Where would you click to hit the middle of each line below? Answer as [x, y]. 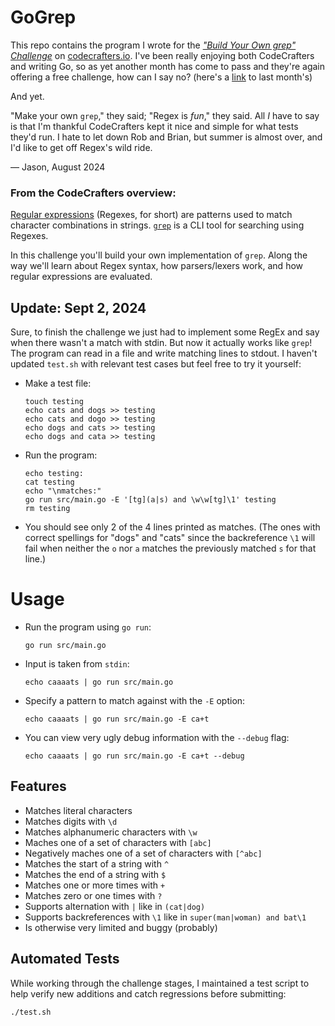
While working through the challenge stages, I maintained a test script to [160, 983]
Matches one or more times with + [95, 885]
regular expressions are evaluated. [81, 277]
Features [38, 786]
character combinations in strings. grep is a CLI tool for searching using [157, 225]
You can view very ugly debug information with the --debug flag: [157, 737]
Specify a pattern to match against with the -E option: [135, 700]
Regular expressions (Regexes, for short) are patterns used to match [151, 215]
